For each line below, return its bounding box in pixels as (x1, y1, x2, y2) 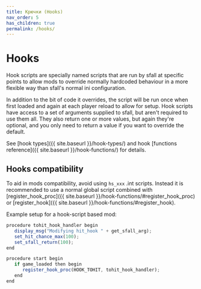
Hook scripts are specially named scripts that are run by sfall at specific (6, 72, 184, 79)
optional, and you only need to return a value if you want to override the (6, 122, 184, 129)
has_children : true (6, 20, 55, 26)
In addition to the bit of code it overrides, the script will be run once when (6, 96, 188, 103)
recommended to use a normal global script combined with (6, 186, 153, 193)
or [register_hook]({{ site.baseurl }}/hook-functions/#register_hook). (6, 199, 176, 206)
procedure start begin (6, 256, 63, 262)
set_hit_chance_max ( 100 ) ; (14, 233, 79, 240)
